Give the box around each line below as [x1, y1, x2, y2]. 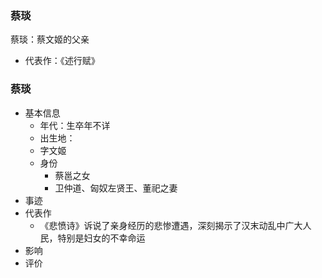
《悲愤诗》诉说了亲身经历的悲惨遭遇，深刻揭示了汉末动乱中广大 [39, 219, 303, 231]
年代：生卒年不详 [39, 119, 111, 131]
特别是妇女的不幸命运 [57, 232, 146, 244]
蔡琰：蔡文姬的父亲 [10, 33, 90, 46]
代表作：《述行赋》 [24, 55, 100, 67]
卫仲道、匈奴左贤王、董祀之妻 [54, 182, 178, 194]
